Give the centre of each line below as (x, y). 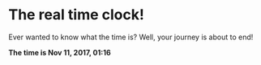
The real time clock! (76, 15)
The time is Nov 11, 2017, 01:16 (60, 52)
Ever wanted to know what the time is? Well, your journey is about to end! (131, 37)
